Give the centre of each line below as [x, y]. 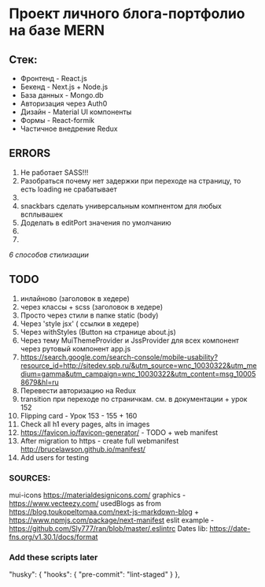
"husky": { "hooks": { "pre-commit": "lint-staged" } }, [94, 574]
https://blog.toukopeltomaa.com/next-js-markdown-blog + [104, 511]
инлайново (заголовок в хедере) [75, 298]
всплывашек [42, 214]
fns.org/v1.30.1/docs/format [53, 537]
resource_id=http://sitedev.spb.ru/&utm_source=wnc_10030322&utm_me [138, 365]
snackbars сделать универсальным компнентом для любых [121, 206]
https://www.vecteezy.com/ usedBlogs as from [85, 503]
